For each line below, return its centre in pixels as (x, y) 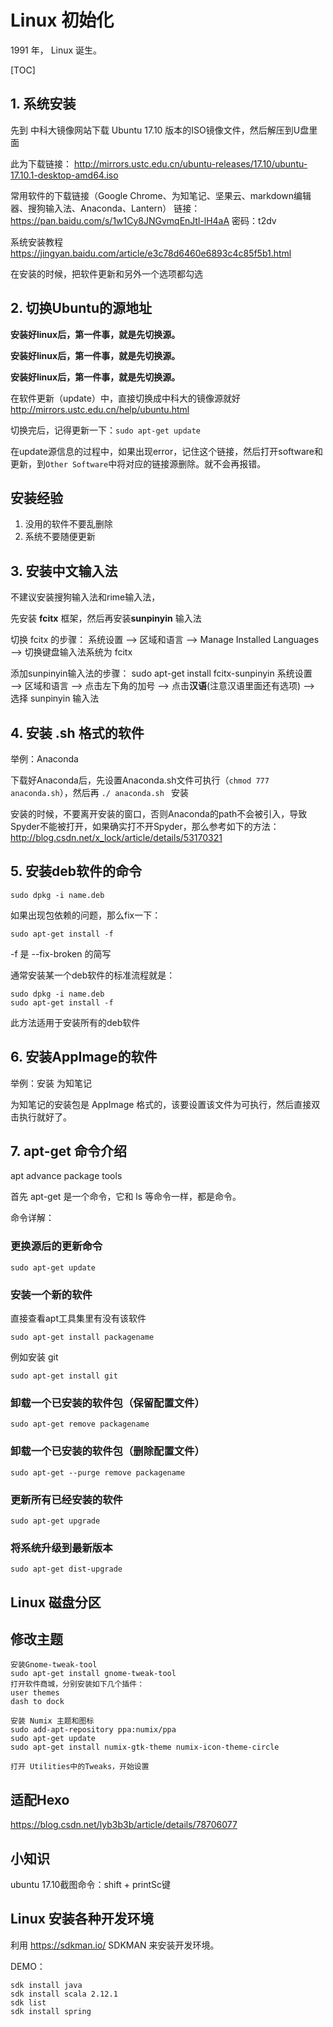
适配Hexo (40, 1799)
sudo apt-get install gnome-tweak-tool (93, 1674)
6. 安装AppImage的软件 (84, 1057)
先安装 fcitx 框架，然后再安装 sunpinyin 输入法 (106, 618)
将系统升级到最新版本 (61, 1548)
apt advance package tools (66, 1176)
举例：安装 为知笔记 (51, 1083)
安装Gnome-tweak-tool (54, 1665)
